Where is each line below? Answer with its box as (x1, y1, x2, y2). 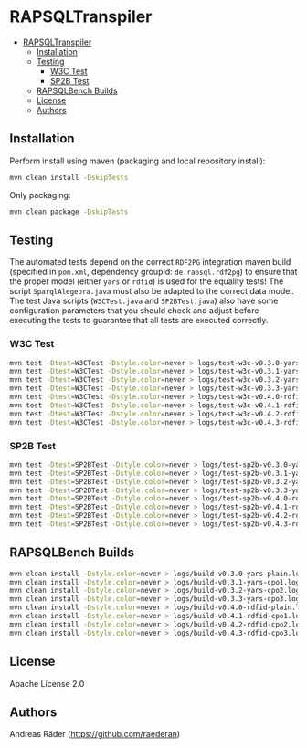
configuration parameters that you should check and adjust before (9, 305, 259, 316)
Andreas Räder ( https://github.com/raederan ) (9, 729, 181, 740)
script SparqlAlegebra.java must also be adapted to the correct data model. (9, 286, 295, 297)
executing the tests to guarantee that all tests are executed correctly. (9, 315, 269, 326)
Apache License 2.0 (9, 678, 85, 689)
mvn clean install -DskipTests (9, 173, 129, 182)
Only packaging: (9, 189, 71, 200)
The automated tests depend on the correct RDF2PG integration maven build (9, 257, 291, 268)
